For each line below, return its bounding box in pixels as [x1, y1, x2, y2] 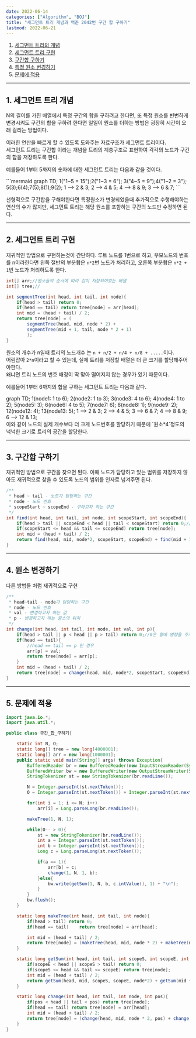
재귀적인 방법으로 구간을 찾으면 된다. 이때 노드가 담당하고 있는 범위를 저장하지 [6, 469, 182, 476]
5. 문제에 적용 [6, 698, 52, 708]
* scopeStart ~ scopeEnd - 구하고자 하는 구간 [8, 504, 114, 510]
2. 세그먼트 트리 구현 [6, 235, 76, 245]
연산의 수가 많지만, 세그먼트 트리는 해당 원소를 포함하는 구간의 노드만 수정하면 [6, 203, 182, 211]
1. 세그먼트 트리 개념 [6, 95, 74, 105]
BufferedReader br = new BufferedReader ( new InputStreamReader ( [27, 762, 187, 769]
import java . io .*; [6, 714, 51, 720]
